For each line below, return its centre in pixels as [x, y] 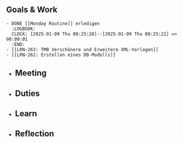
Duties [27, 93]
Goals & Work [32, 10]
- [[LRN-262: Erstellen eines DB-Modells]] [61, 55]
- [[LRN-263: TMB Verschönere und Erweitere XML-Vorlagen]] [83, 49]
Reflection [35, 134]
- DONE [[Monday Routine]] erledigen [53, 23]
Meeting [31, 73]
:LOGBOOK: [24, 29]
